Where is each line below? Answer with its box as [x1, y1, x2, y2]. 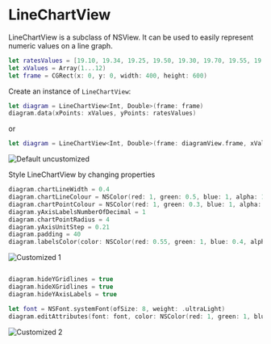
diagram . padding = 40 [8, 230, 81, 239]
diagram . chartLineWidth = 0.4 [8, 186, 110, 194]
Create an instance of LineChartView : [8, 86, 131, 96]
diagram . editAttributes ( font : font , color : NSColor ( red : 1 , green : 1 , [8, 313, 251, 321]
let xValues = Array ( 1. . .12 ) [8, 64, 106, 72]
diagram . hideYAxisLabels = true [8, 290, 117, 298]
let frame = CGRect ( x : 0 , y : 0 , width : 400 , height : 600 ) [8, 71, 208, 80]
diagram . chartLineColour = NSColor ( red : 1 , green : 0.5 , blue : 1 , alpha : [8, 193, 258, 201]
